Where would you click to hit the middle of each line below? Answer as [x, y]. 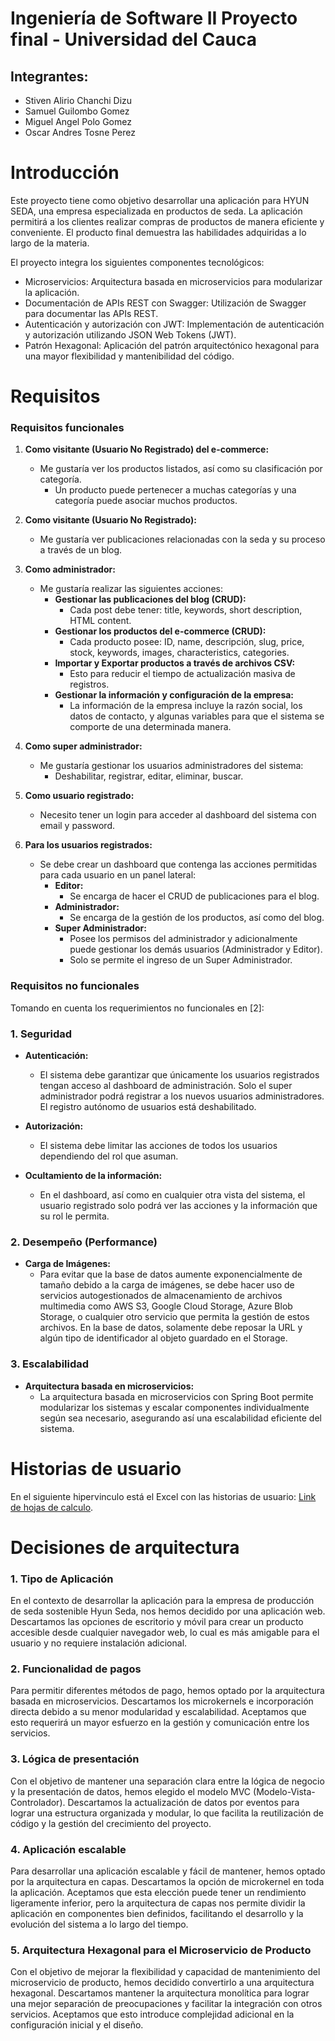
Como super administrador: [83, 746]
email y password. [77, 826]
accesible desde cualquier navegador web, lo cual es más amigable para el [165, 1633]
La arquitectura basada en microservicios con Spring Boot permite [176, 1396]
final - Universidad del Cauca [133, 39]
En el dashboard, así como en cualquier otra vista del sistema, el [172, 1195]
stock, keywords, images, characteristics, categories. [179, 653]
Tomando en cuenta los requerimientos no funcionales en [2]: [137, 1008]
